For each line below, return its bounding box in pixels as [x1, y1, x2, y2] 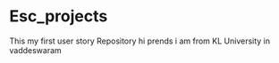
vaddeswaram [9, 44, 63, 55]
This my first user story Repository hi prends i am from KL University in [9, 35, 271, 46]
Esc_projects [9, 6, 108, 27]
